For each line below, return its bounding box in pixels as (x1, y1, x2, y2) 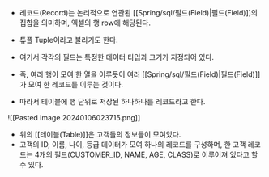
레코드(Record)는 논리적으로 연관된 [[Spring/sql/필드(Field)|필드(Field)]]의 (19, 8, 258, 17)
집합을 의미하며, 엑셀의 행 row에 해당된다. (19, 18, 152, 27)
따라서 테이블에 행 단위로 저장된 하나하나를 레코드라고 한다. (19, 97, 206, 106)
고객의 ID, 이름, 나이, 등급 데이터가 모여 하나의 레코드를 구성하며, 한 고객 (19, 140, 246, 149)
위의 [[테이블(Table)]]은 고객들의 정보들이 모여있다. (19, 129, 181, 139)
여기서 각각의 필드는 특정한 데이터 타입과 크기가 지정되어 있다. (19, 53, 215, 61)
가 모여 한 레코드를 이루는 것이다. (19, 80, 123, 89)
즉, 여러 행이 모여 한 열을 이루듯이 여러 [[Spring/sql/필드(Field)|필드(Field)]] (19, 70, 261, 79)
